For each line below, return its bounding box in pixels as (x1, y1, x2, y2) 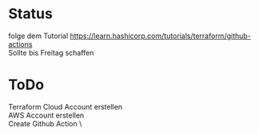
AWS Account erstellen (8, 110, 85, 120)
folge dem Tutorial (8, 31, 69, 40)
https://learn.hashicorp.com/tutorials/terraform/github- (70, 31, 252, 40)
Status (8, 5, 54, 23)
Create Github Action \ (8, 118, 82, 128)
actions (8, 39, 33, 48)
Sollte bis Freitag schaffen (8, 48, 94, 57)
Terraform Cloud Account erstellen (8, 102, 123, 111)
